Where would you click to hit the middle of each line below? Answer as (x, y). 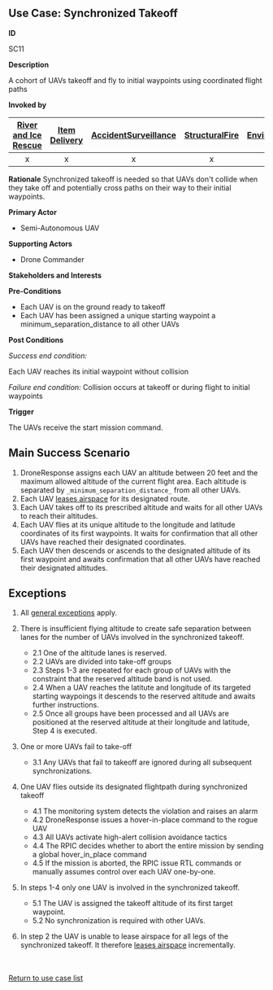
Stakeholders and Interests (55, 275)
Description (29, 64)
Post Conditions (36, 339)
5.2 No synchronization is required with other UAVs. (119, 921)
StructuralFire (212, 135)
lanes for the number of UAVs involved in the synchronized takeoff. (132, 637)
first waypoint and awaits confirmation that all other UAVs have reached (140, 559)
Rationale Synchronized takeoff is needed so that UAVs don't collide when (133, 179)
